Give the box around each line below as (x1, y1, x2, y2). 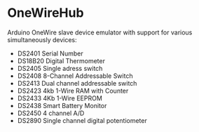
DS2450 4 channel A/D (17, 109, 85, 117)
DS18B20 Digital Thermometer (17, 56, 105, 65)
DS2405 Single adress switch (17, 64, 103, 72)
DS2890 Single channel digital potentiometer (17, 116, 147, 124)
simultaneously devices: (7, 35, 77, 44)
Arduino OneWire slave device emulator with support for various (7, 28, 193, 37)
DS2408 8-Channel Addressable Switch (17, 72, 133, 80)
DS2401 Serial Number (17, 49, 83, 58)
